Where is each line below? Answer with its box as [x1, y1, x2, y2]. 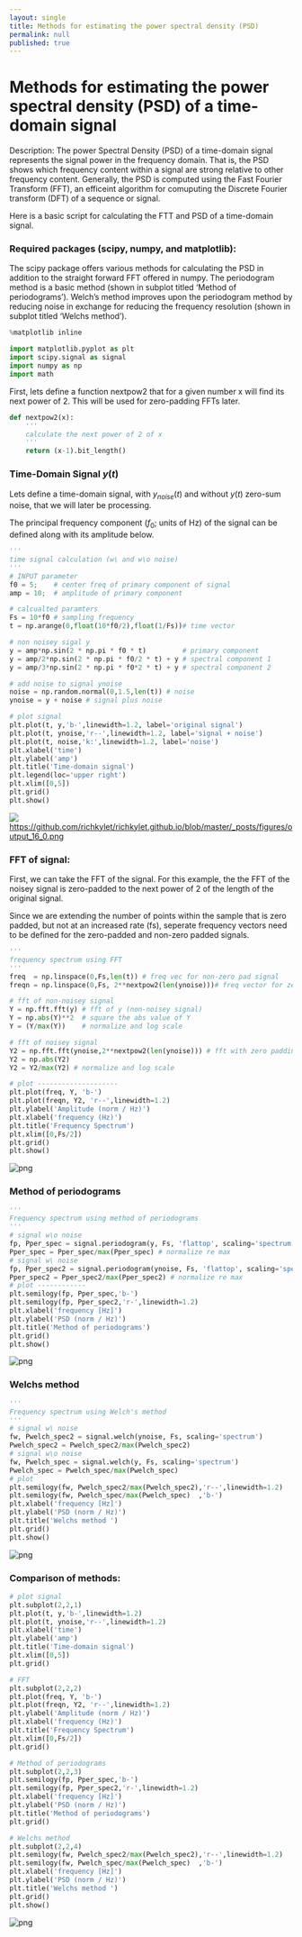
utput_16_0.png [9, 831, 65, 841]
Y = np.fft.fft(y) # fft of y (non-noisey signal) [9, 1005, 203, 1014]
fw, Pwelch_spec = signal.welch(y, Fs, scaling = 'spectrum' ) [9, 1457, 240, 1467]
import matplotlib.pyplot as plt [9, 344, 135, 354]
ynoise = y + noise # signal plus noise [9, 696, 164, 705]
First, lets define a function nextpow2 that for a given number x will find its [9, 386, 285, 396]
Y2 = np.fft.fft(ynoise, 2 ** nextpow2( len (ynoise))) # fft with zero [9, 1046, 268, 1055]
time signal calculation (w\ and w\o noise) [9, 555, 179, 564]
